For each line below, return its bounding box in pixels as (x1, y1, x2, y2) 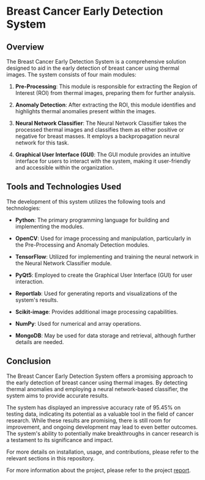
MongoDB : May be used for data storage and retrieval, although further (15, 332, 196, 339)
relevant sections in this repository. (6, 454, 95, 462)
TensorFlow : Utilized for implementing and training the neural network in (15, 253, 199, 260)
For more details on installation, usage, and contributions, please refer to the (6, 448, 199, 456)
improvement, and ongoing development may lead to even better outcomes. (6, 423, 198, 430)
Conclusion (6, 356, 51, 367)
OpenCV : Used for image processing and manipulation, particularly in (15, 234, 192, 242)
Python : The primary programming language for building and (15, 216, 170, 223)
